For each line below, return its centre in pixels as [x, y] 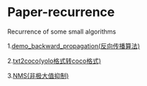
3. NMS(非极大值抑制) [38, 76]
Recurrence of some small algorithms [62, 31]
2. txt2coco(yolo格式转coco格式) [54, 61]
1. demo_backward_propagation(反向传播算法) [73, 45]
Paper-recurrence [61, 12]
